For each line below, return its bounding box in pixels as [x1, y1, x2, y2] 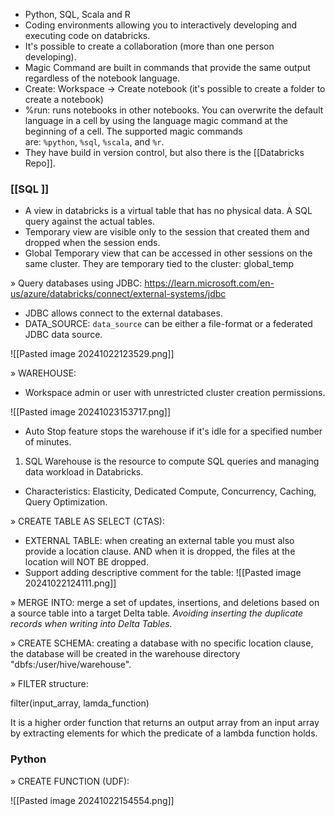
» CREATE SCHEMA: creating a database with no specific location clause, [10, 637, 314, 649]
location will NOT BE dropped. [24, 556, 149, 568]
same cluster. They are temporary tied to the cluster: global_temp [24, 258, 295, 270]
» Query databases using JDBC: [10, 277, 143, 289]
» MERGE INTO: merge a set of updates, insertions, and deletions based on [10, 597, 320, 609]
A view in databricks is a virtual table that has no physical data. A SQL [24, 205, 313, 217]
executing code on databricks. [24, 30, 151, 41]
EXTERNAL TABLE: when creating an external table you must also [24, 535, 295, 547]
